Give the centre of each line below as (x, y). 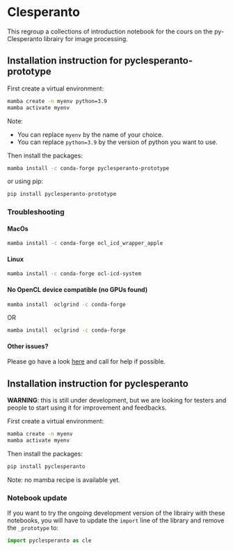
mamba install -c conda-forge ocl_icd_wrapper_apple (85, 243)
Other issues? (28, 346)
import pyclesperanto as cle (49, 541)
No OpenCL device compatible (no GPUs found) (78, 289)
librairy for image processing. (86, 38)
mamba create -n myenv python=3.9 (57, 101)
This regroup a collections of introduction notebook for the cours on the (110, 31)
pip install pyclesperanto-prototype (62, 194)
